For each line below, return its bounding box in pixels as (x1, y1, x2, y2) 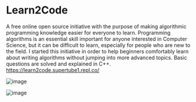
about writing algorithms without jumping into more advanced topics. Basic (6, 54, 188, 61)
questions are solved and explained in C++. (6, 60, 111, 67)
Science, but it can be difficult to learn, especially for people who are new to (6, 42, 191, 49)
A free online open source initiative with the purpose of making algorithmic (6, 23, 187, 30)
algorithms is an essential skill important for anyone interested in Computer (6, 35, 188, 42)
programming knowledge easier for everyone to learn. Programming (6, 29, 171, 36)
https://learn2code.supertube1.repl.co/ (6, 66, 100, 73)
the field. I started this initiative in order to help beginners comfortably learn (6, 47, 189, 55)
